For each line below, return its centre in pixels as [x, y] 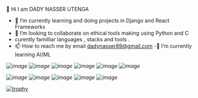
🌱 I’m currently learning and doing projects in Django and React [92, 20]
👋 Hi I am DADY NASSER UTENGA [47, 9]
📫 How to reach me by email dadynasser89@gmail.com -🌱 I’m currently [103, 46]
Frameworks [30, 27]
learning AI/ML [33, 54]
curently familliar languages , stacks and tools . [72, 39]
